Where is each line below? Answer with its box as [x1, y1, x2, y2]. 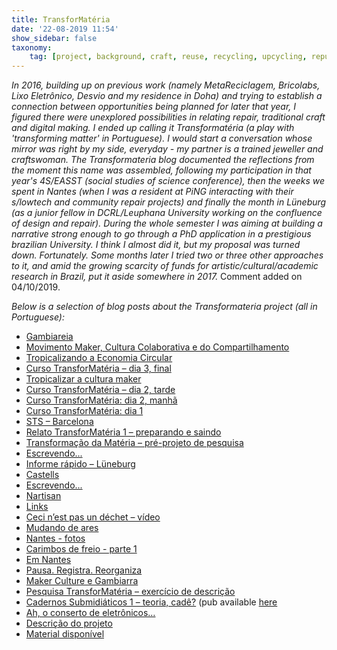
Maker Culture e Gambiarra [25, 575, 139, 587]
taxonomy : [11, 42, 53, 53]
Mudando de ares [25, 522, 99, 534]
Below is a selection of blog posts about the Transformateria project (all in [11, 301, 318, 313]
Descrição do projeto [25, 617, 113, 630]
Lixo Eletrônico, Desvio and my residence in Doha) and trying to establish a [11, 90, 323, 102]
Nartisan [25, 490, 62, 502]
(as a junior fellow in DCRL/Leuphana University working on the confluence [11, 207, 323, 219]
